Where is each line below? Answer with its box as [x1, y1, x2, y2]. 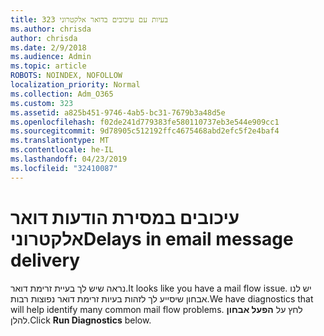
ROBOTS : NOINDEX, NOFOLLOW [10, 71, 123, 81]
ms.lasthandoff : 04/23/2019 [10, 154, 128, 164]
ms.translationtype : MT [10, 136, 110, 146]
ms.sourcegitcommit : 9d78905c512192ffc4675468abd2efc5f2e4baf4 [10, 126, 280, 136]
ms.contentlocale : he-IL [10, 145, 114, 155]
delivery [10, 249, 81, 271]
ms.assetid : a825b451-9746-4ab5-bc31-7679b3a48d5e [10, 107, 226, 118]
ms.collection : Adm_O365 [10, 89, 114, 99]
